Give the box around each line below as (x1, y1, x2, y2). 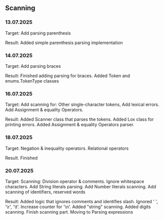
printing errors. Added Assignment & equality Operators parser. (5, 122, 135, 128)
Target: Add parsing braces (5, 63, 61, 69)
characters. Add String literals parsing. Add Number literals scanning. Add (5, 183, 157, 189)
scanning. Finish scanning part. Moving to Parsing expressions (5, 209, 133, 215)
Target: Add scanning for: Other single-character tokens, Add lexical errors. (5, 101, 160, 108)
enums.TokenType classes (5, 78, 59, 84)
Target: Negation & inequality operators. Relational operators (5, 145, 129, 151)
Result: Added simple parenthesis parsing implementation (5, 40, 123, 45)
